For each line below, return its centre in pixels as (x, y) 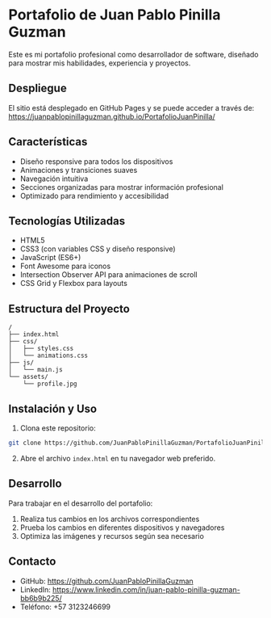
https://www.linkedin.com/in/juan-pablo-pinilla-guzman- (146, 589)
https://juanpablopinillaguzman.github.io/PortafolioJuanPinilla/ (112, 116)
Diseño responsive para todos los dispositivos (96, 161)
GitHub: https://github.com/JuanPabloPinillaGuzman (106, 581)
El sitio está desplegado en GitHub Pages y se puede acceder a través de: (131, 107)
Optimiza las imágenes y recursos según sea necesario (112, 536)
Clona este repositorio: (58, 428)
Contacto (32, 562)
